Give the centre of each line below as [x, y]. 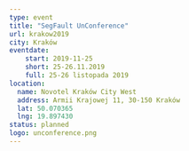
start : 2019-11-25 [59, 59]
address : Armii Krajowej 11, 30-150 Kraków [98, 100]
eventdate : [29, 51]
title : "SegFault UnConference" [69, 26]
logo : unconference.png [53, 133]
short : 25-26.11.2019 [65, 68]
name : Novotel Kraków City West [77, 91]
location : [28, 83]
